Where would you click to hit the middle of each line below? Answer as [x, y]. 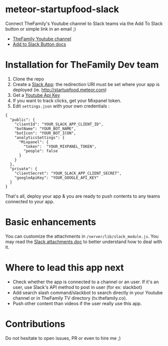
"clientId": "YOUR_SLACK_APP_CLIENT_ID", [59, 124]
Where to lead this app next [65, 268]
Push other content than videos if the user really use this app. [77, 303]
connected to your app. [30, 201]
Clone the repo [28, 79]
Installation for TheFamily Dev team [82, 65]
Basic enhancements [51, 222]
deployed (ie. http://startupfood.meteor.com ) [60, 90]
